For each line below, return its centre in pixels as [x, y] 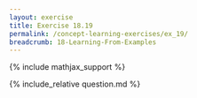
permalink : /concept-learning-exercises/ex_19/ [99, 34]
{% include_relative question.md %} [75, 84]
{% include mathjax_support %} [67, 67]
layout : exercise [41, 17]
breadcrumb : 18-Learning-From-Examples [83, 42]
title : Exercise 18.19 [51, 26]
